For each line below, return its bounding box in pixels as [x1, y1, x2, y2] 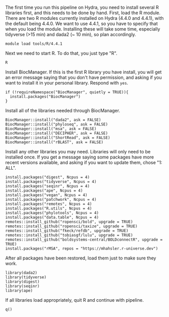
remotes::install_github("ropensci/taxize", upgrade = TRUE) [5, 224, 138, 229]
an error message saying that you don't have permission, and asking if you [5, 74, 162, 81]
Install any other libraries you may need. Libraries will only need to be [5, 149, 151, 154]
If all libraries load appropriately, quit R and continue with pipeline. [5, 297, 144, 303]
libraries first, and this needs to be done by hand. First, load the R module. [5, 10, 161, 16]
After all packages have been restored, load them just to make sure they [5, 255, 156, 261]
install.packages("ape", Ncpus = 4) [5, 188, 83, 193]
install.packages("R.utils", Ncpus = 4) [5, 206, 93, 211]
